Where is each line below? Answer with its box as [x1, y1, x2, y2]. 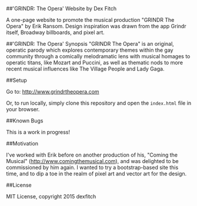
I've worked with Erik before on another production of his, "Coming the [6, 151, 178, 158]
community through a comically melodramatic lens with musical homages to [6, 53, 191, 59]
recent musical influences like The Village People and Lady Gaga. [6, 65, 165, 72]
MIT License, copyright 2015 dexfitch [6, 193, 96, 200]
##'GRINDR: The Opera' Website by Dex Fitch [6, 5, 117, 12]
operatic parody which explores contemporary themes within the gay [6, 46, 173, 54]
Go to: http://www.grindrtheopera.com [6, 88, 99, 95]
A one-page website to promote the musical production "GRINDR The [6, 16, 175, 23]
